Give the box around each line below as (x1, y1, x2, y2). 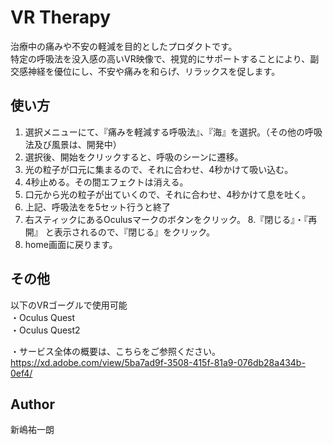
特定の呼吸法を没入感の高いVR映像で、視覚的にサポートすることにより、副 (10, 52, 320, 65)
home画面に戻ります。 (24, 238, 118, 250)
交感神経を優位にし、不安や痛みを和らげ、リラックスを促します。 (10, 65, 281, 77)
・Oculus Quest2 (10, 324, 81, 336)
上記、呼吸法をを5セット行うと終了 (24, 201, 172, 213)
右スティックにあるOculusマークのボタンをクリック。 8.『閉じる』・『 (24, 213, 309, 225)
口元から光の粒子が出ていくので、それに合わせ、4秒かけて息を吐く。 (24, 188, 312, 200)
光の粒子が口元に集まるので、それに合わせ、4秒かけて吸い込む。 (24, 163, 294, 175)
